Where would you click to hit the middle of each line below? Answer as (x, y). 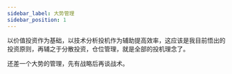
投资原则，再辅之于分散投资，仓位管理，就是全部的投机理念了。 (98, 49)
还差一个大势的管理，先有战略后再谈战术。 (68, 63)
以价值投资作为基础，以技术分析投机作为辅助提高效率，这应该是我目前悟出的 (116, 40)
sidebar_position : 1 (37, 20)
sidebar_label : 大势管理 (41, 13)
